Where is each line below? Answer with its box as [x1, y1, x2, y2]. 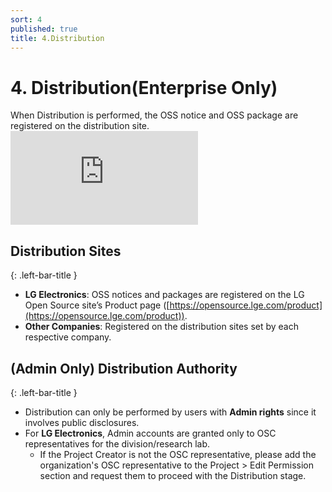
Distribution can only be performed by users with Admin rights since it [24, 406, 317, 418]
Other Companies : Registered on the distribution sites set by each [24, 321, 299, 333]
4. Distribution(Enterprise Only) [10, 76, 278, 99]
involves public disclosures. [24, 416, 140, 428]
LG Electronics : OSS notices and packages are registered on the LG [24, 289, 305, 301]
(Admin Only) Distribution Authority [10, 360, 238, 377]
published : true [10, 24, 78, 34]
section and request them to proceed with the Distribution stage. [39, 469, 307, 481]
